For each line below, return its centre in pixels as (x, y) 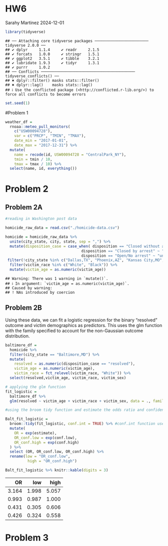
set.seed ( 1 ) (17, 103)
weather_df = (19, 122)
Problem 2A (24, 207)
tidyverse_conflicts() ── (32, 76)
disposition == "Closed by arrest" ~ (120, 251)
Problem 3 (27, 538)
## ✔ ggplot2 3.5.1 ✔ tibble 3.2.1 (52, 58)
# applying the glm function (35, 387)
